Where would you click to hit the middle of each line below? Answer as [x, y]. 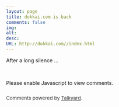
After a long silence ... [32, 60]
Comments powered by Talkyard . [44, 98]
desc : [13, 38]
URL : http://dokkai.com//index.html [50, 44]
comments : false [26, 22]
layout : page [22, 11]
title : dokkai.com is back [39, 17]
